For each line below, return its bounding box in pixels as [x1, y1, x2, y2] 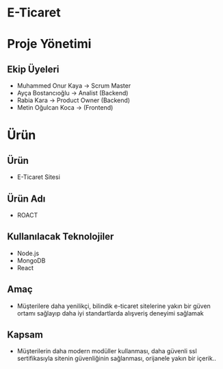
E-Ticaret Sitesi [16, 173, 60, 181]
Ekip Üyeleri [7, 63, 60, 75]
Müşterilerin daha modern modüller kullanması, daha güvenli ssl [16, 347, 197, 355]
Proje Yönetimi [7, 36, 92, 52]
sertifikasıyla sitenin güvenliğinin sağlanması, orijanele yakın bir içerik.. [16, 355, 217, 363]
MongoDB [16, 256, 46, 265]
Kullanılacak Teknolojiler [7, 231, 114, 243]
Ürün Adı [7, 193, 46, 204]
